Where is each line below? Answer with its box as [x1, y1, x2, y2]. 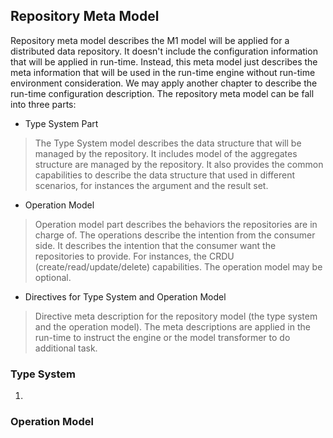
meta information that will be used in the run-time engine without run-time [10, 66, 316, 78]
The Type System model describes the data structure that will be [34, 137, 302, 149]
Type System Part [24, 117, 99, 129]
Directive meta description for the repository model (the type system [34, 310, 318, 322]
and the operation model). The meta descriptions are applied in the [34, 320, 311, 333]
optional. [34, 271, 72, 283]
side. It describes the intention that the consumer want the [34, 239, 277, 251]
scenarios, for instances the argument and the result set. [34, 179, 269, 191]
